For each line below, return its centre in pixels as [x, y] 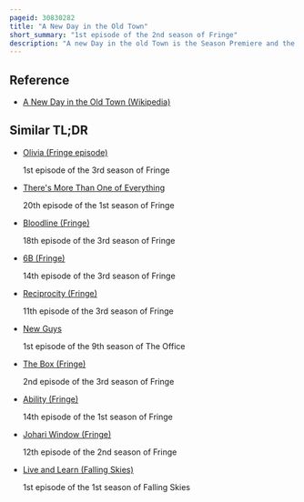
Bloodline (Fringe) [56, 223]
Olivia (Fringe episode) [65, 152]
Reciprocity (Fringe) [60, 293]
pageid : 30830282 [42, 18]
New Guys [42, 328]
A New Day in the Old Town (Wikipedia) [96, 102]
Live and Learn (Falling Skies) [78, 469]
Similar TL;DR [49, 131]
